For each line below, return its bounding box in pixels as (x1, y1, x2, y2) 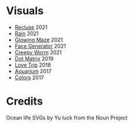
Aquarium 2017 (14, 67, 52, 74)
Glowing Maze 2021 (14, 36, 63, 43)
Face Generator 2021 (14, 43, 66, 50)
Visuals (6, 4, 44, 18)
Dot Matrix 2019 (14, 55, 54, 62)
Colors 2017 (14, 74, 44, 81)
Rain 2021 (14, 30, 39, 37)
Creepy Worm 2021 (14, 48, 62, 56)
